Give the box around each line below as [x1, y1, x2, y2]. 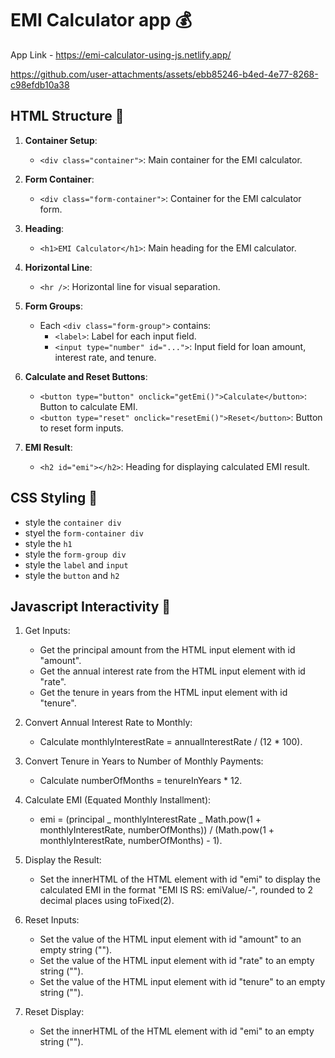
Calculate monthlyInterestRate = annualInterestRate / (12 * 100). [39, 736, 303, 748]
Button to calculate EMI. [39, 400, 138, 412]
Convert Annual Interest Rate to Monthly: [24, 717, 193, 729]
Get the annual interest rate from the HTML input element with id [39, 665, 306, 677]
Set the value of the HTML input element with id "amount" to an [39, 933, 302, 946]
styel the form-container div [24, 527, 144, 539]
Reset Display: [24, 1006, 85, 1018]
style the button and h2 [24, 569, 120, 581]
